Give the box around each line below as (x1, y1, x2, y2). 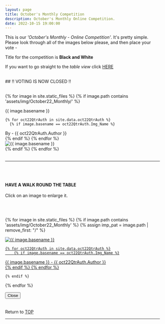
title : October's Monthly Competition (5, 12, 84, 17)
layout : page (5, 7, 32, 12)
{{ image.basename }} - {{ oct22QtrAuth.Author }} (5, 259, 107, 265)
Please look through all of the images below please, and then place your (5, 40, 151, 46)
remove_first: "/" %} (5, 227, 46, 233)
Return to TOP (5, 309, 34, 315)
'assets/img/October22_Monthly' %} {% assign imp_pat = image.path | (5, 222, 149, 228)
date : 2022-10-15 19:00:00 (5, 21, 60, 26)
